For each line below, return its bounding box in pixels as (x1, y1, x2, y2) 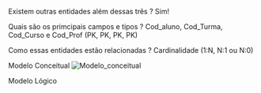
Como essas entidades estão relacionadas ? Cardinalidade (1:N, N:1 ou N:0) (8, 46, 254, 54)
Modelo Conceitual (8, 61, 70, 70)
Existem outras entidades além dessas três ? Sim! (8, 7, 170, 16)
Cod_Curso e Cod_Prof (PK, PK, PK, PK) (8, 31, 138, 39)
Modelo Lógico (8, 76, 58, 85)
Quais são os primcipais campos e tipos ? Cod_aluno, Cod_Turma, (8, 22, 223, 31)
